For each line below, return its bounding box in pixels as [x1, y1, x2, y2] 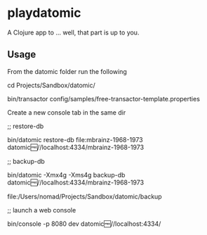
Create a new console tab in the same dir [7, 108, 126, 117]
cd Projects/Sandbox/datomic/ [7, 81, 96, 89]
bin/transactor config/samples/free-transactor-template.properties [7, 94, 200, 103]
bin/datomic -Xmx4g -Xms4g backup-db [7, 170, 126, 179]
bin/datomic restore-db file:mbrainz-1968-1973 [7, 135, 143, 144]
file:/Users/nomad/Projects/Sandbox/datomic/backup [7, 192, 163, 201]
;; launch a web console [7, 205, 76, 214]
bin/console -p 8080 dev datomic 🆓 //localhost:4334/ [7, 220, 161, 228]
